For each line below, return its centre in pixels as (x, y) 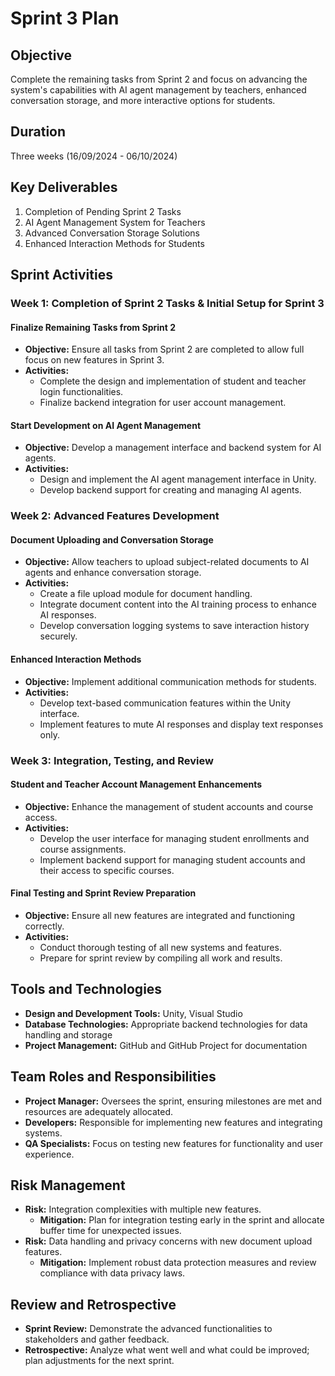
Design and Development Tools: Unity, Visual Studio (133, 1013)
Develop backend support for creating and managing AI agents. (170, 490)
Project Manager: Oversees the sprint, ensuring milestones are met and (173, 1101)
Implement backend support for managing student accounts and (172, 859)
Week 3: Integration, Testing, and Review (112, 760)
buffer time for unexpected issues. (110, 1231)
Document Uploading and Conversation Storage (112, 539)
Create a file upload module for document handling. (146, 594)
